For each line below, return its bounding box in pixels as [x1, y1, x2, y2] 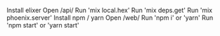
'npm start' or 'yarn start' [6, 21, 79, 29]
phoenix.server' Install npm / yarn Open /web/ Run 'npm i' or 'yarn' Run [6, 13, 214, 22]
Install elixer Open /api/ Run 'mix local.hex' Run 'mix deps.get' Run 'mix [6, 6, 212, 14]
